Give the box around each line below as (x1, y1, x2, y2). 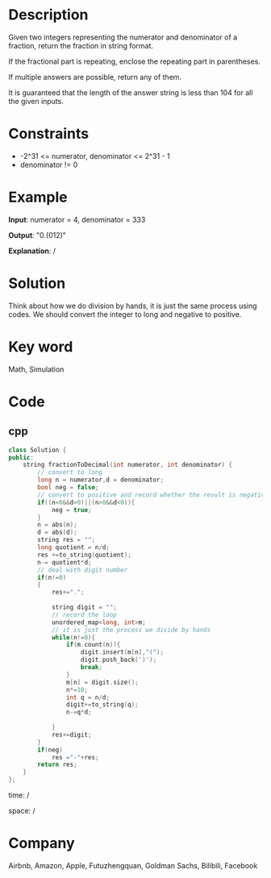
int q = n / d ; (65, 693, 110, 701)
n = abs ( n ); (37, 521, 78, 529)
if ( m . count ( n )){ (65, 641, 121, 649)
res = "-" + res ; (51, 753, 99, 761)
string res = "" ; (37, 536, 95, 544)
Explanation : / (8, 246, 56, 256)
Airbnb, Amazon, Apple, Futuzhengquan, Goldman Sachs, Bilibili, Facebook (8, 861, 258, 870)
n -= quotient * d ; (37, 558, 92, 566)
